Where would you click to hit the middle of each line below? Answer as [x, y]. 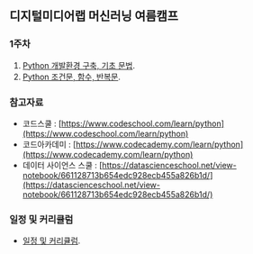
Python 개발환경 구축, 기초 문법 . [78, 65]
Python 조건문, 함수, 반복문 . [72, 77]
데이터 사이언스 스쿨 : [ [62, 165]
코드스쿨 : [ [42, 123]
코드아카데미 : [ [49, 144]
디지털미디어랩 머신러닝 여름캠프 [94, 16]
